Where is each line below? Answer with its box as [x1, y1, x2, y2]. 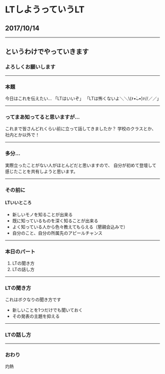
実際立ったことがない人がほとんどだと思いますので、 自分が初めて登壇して [5, 162, 157, 168]
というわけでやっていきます [5, 47, 89, 56]
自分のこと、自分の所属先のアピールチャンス [12, 230, 103, 236]
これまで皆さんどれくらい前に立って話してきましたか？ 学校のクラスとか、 [5, 126, 156, 132]
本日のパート [5, 248, 36, 255]
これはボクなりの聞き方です [5, 297, 61, 303]
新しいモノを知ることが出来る [12, 211, 73, 217]
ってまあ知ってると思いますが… [5, 113, 80, 120]
